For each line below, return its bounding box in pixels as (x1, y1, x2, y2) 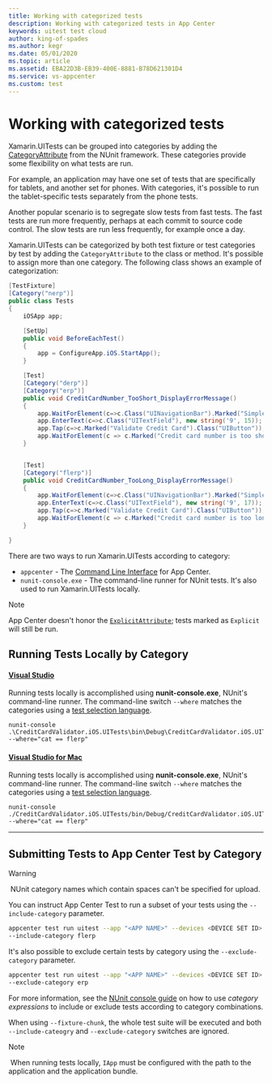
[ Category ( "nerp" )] (8, 290, 74, 298)
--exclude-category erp (8, 979, 89, 987)
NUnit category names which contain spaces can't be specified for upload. (10, 884, 261, 894)
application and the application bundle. (8, 1066, 138, 1076)
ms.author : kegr (8, 42, 63, 50)
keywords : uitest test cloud (8, 27, 107, 35)
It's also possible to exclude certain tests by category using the (8, 947, 219, 957)
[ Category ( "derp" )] (23, 379, 89, 388)
